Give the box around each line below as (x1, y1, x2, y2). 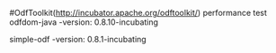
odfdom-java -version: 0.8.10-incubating (9, 17, 159, 27)
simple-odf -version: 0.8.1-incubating (9, 34, 147, 44)
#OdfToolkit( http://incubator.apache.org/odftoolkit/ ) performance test (9, 8, 268, 18)
